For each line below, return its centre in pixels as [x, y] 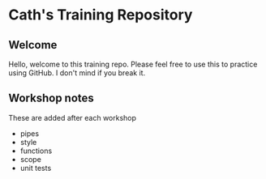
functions [36, 151]
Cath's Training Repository [101, 15]
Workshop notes [51, 98]
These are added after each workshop [72, 117]
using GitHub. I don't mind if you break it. [77, 73]
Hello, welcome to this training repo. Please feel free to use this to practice [133, 64]
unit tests [36, 168]
